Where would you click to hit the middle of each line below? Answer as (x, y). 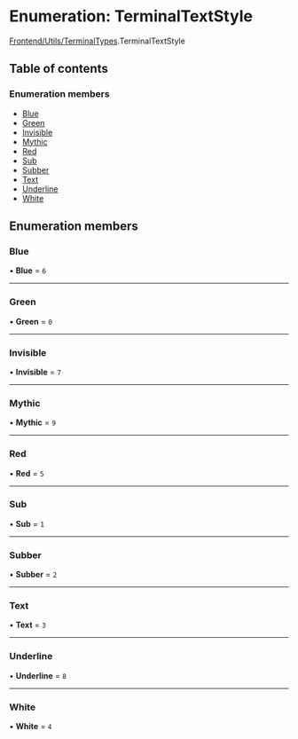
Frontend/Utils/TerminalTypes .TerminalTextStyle (98, 41)
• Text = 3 (27, 625)
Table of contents (59, 69)
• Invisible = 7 (35, 372)
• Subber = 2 (33, 575)
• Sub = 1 (27, 523)
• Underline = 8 (38, 675)
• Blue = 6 (28, 271)
